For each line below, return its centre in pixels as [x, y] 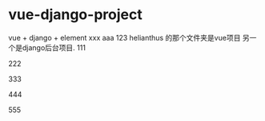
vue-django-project [75, 15]
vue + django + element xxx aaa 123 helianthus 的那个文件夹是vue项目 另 [129, 37]
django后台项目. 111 [54, 47]
